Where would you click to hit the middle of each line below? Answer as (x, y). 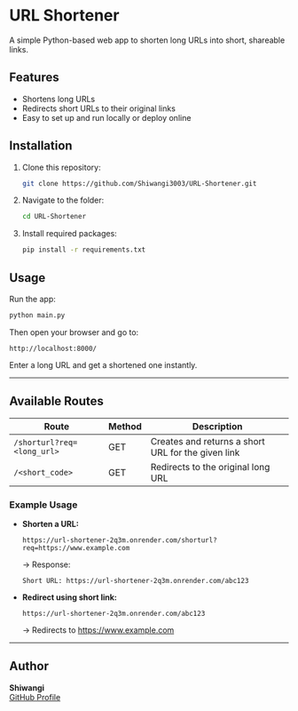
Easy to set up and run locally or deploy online (106, 117)
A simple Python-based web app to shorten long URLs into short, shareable (147, 40)
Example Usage (43, 505)
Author (29, 666)
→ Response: (46, 564)
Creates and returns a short (208, 441)
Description (217, 426)
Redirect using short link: (70, 597)
